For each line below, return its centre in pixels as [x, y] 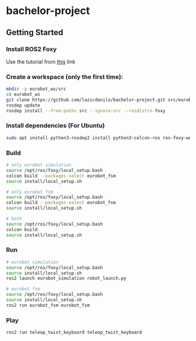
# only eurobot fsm [30, 192]
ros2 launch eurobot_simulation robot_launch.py [66, 278]
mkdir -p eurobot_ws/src [36, 89]
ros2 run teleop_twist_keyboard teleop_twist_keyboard [74, 333]
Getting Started [35, 32]
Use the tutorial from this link [41, 61]
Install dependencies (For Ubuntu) [55, 126]
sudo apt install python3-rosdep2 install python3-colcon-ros [83, 138]
